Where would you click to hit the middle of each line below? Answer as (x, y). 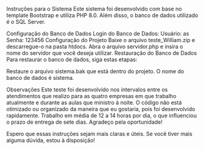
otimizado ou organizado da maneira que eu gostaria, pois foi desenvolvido (101, 109)
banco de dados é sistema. (40, 78)
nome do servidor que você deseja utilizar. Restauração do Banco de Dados (102, 53)
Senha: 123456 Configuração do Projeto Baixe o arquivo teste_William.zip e (101, 40)
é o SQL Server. (26, 22)
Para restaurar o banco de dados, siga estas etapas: (72, 59)
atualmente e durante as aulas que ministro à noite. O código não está (94, 102)
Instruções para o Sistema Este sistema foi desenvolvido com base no (94, 9)
